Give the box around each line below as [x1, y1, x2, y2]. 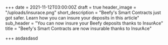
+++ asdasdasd [5, 35, 38, 41]
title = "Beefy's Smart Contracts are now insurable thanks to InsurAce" [5, 25, 152, 31]
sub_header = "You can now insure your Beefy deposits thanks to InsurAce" [5, 20, 163, 26]
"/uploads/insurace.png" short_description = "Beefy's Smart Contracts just [5, 9, 161, 15]
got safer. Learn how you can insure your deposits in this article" [5, 15, 140, 20]
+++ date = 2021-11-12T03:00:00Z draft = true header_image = [5, 4, 137, 10]
